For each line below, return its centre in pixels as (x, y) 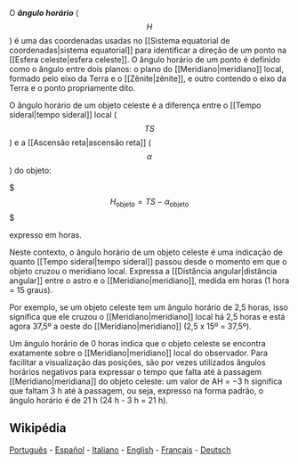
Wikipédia (38, 428)
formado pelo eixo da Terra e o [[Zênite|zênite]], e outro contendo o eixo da (148, 78)
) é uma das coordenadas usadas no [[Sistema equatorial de (120, 41)
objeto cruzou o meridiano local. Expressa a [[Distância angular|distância (143, 271)
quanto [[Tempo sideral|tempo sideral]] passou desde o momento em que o (148, 261)
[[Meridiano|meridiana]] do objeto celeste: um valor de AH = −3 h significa (146, 381)
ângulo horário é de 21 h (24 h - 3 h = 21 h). (89, 400)
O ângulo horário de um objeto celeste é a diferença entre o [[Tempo (135, 105)
